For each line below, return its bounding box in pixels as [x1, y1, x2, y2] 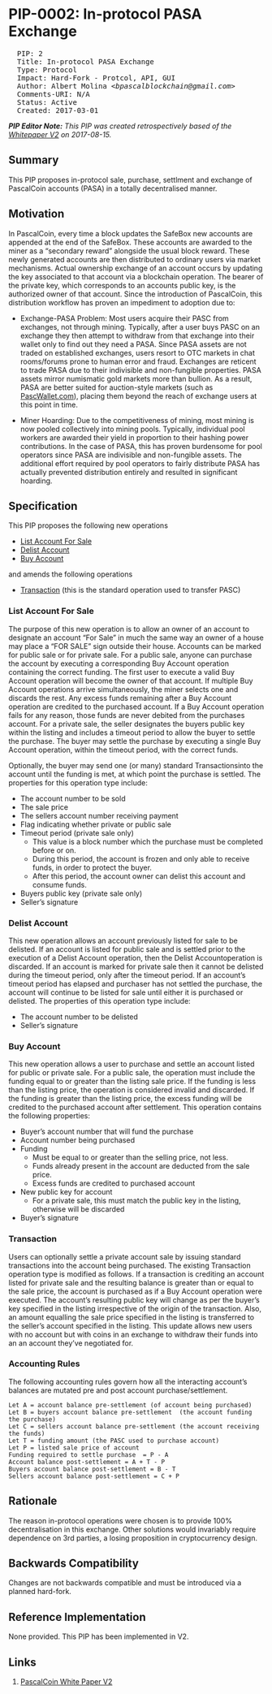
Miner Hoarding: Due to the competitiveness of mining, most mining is [19, 415, 254, 425]
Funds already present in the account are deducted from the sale [32, 1161, 250, 1171]
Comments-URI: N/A [16, 89, 91, 98]
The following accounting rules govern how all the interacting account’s [8, 1376, 248, 1386]
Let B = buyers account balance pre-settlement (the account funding [8, 1408, 253, 1416]
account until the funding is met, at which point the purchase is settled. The [8, 769, 261, 779]
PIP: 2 [16, 49, 43, 58]
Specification [8, 499, 78, 512]
